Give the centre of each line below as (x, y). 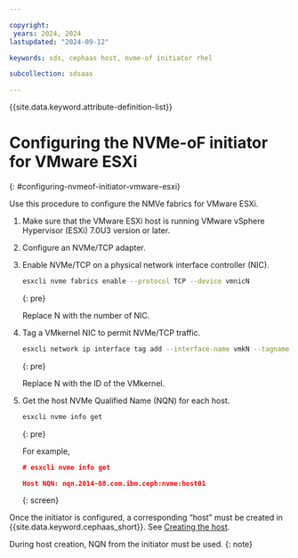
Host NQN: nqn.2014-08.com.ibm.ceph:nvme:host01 (114, 483)
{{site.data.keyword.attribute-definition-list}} (91, 107)
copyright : (29, 25)
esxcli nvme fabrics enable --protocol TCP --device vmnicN (136, 281)
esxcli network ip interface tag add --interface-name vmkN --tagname (156, 349)
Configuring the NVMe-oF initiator (139, 143)
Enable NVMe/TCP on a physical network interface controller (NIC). (145, 265)
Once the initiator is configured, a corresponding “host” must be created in (146, 518)
